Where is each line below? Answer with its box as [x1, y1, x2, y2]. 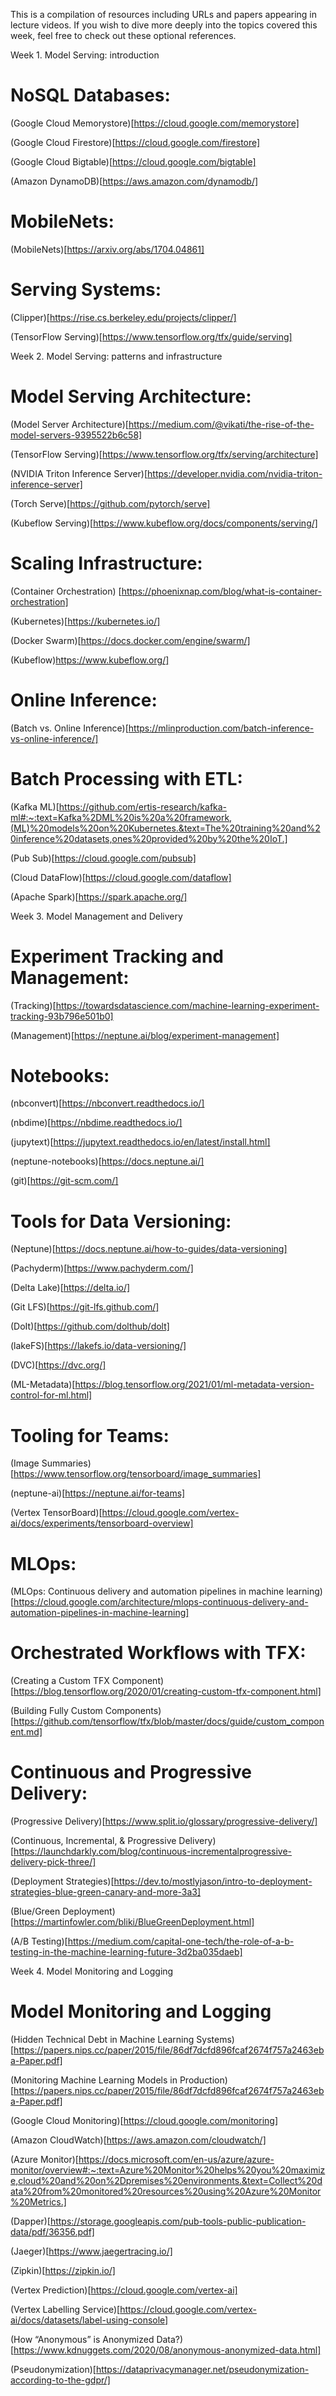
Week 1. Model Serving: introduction [10, 49, 160, 61]
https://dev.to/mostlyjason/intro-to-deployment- [113, 1875, 313, 1888]
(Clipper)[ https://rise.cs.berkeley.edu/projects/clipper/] [10, 311, 237, 323]
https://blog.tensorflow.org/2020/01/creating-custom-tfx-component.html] [13, 1685, 322, 1698]
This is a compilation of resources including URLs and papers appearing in [10, 9, 318, 20]
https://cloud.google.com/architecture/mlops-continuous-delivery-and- [13, 1596, 309, 1608]
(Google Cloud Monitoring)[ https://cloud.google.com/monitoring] [10, 2115, 278, 2127]
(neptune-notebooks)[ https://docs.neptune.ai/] [10, 1155, 205, 1168]
